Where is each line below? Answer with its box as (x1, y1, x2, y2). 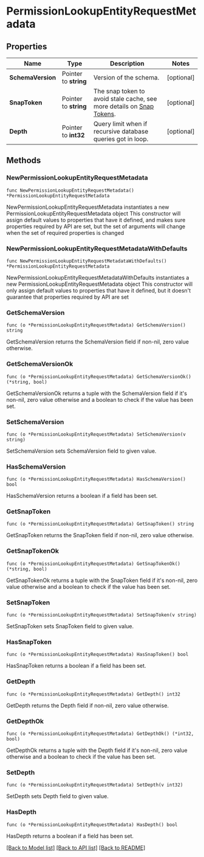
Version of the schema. (93, 73, 160, 81)
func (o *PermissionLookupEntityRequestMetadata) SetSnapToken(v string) (6, 612, 197, 618)
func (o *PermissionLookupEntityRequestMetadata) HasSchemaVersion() (6, 476, 186, 483)
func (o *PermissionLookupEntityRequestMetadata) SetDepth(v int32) (6, 782, 183, 788)
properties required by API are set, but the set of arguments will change (6, 223, 186, 230)
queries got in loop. (93, 135, 149, 143)
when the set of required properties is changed (6, 229, 124, 236)
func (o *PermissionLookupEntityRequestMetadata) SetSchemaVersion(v (6, 431, 186, 438)
